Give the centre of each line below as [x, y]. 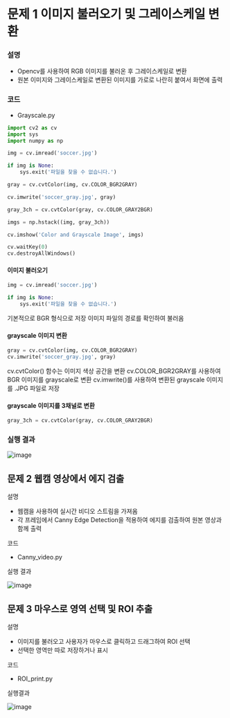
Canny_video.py [39, 557]
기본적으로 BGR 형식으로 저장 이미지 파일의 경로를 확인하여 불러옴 [96, 318]
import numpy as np [35, 141]
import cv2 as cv [32, 128]
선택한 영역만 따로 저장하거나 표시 [63, 650]
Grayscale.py [36, 115]
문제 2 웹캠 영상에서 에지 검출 [66, 478]
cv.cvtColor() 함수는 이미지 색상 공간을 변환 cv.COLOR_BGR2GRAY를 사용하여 [114, 370]
